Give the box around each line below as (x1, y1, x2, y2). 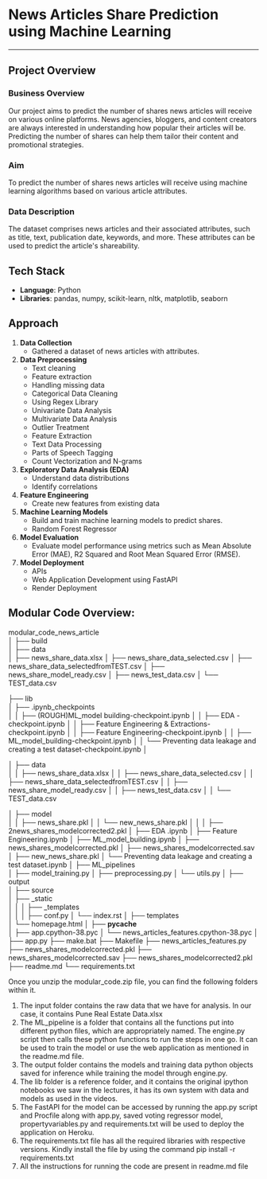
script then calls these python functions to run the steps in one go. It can (19, 1034, 258, 1044)
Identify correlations (31, 482, 98, 491)
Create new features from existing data (31, 498, 161, 508)
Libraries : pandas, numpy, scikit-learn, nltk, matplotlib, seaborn (19, 294, 228, 303)
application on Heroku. (19, 1127, 95, 1137)
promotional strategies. (8, 139, 84, 149)
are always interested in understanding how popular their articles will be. (8, 123, 246, 132)
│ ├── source (8, 885, 54, 895)
